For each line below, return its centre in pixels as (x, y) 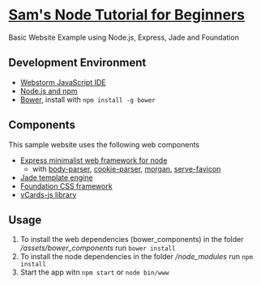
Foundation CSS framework (66, 186)
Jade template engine (56, 177)
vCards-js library (48, 194)
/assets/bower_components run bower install (98, 248)
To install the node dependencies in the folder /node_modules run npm (137, 257)
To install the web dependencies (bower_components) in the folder (132, 240)
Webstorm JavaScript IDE (63, 82)
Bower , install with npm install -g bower (88, 100)
